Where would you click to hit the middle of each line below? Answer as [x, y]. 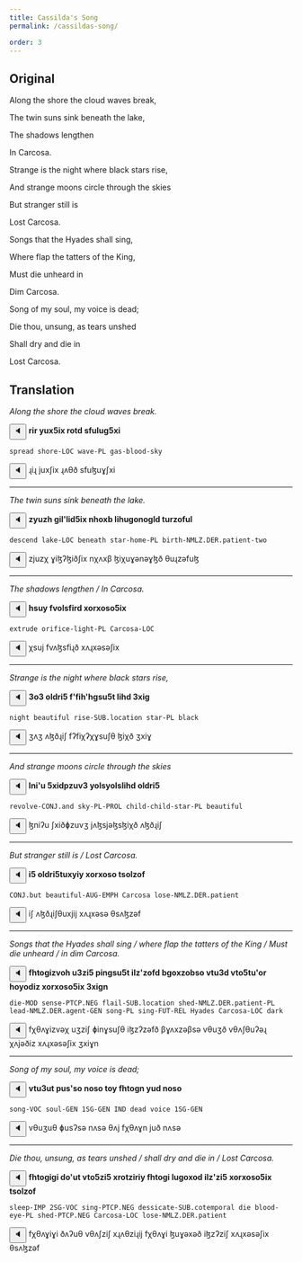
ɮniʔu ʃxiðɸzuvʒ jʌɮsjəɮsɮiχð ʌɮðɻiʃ [95, 825]
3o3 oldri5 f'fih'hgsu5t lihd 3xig [89, 697]
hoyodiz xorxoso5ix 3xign [59, 986]
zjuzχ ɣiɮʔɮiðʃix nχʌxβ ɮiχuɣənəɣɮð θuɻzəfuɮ [114, 559]
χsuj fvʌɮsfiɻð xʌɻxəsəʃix [74, 647]
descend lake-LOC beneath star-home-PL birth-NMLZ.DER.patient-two [138, 540]
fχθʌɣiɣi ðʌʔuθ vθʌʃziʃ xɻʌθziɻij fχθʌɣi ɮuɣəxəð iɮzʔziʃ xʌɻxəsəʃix [149, 1234]
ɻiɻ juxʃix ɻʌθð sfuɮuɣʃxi [72, 470]
